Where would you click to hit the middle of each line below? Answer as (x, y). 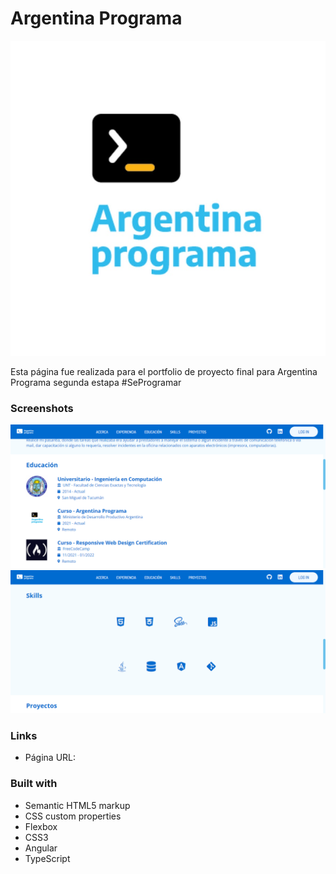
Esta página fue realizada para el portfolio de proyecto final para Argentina (164, 371)
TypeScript (47, 858)
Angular (41, 848)
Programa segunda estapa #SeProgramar (96, 382)
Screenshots (42, 408)
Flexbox (41, 826)
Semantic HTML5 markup (77, 805)
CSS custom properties (73, 816)
